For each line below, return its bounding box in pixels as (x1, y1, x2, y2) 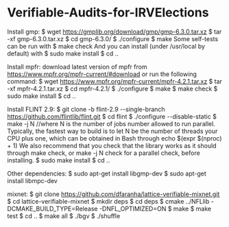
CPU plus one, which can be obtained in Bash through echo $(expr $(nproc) (7, 134, 222, 142)
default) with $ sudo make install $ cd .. (7, 49, 119, 58)
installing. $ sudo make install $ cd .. (7, 156, 110, 164)
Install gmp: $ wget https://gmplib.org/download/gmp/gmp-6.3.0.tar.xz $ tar (7, 27, 222, 36)
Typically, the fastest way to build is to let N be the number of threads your (7, 127, 218, 135)
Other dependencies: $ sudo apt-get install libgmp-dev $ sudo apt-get (7, 169, 207, 178)
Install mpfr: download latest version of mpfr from (7, 62, 147, 71)
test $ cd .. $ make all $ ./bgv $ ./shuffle (7, 211, 121, 220)
